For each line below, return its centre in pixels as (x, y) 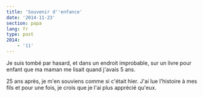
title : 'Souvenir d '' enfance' (45, 12)
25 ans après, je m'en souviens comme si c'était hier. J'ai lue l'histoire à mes (102, 81)
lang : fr (17, 29)
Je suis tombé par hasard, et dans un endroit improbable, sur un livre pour (99, 63)
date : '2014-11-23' (31, 18)
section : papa (24, 23)
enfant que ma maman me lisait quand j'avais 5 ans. (71, 69)
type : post (20, 35)
